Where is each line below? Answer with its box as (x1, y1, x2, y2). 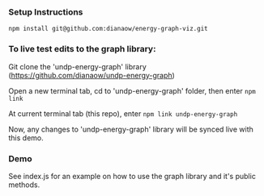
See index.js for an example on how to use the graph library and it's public (8, 171, 257, 181)
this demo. (8, 132, 45, 143)
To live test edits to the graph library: (8, 44, 156, 55)
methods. (8, 180, 40, 190)
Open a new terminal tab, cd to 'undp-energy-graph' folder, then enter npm (8, 85, 257, 95)
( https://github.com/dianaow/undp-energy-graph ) (8, 70, 176, 80)
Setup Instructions (8, 6, 83, 18)
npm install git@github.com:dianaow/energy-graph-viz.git (8, 25, 208, 33)
